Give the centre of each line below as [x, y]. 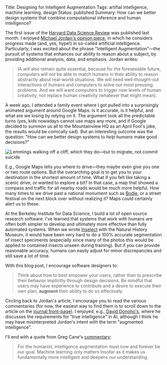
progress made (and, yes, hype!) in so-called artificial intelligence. [73, 43]
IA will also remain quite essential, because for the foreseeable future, [89, 69]
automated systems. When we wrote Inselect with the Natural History [76, 229]
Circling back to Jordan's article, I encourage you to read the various [76, 301]
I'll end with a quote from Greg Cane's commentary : [58, 337]
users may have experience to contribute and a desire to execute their [89, 286]
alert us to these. [22, 204]
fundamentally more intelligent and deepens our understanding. [83, 357]
